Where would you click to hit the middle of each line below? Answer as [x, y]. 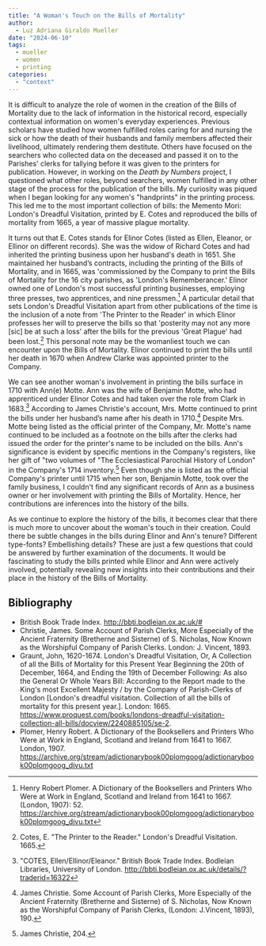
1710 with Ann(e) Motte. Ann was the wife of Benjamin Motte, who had [122, 390]
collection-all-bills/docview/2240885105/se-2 [95, 723]
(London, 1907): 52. [51, 804]
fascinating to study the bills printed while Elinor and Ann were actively [123, 561]
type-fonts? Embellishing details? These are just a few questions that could [131, 544]
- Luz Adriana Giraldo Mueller [67, 30]
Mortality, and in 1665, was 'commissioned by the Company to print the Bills [132, 271]
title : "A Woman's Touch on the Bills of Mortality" [97, 15]
